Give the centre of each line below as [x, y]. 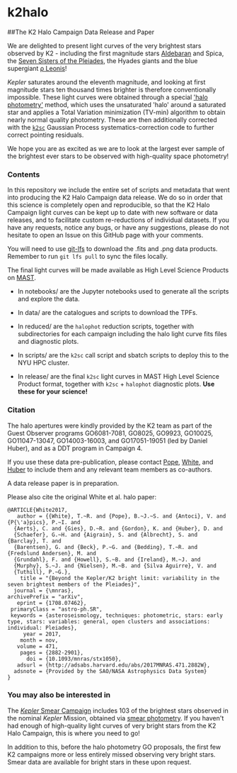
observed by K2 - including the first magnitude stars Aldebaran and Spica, [116, 53]
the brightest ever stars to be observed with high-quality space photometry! [118, 156]
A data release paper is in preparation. [63, 483]
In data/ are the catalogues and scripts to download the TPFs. [108, 313]
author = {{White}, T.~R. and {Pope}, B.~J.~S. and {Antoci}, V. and [121, 516]
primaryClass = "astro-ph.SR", [56, 609]
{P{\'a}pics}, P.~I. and [44, 522]
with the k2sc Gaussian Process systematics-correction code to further [111, 127]
